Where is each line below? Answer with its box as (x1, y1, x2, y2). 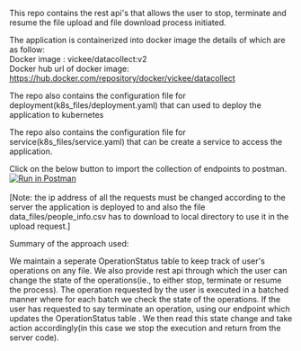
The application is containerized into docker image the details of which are (9, 35, 286, 45)
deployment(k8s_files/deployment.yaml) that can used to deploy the (9, 100, 262, 111)
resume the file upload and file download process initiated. (9, 17, 226, 28)
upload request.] (9, 220, 71, 231)
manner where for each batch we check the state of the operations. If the (9, 294, 281, 304)
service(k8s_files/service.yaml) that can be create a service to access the (9, 137, 283, 147)
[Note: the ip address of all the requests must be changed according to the (9, 193, 286, 202)
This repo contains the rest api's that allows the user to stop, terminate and (9, 8, 288, 18)
